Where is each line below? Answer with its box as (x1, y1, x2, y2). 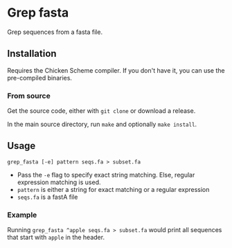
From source (7, 91, 51, 100)
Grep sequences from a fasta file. (7, 28, 102, 36)
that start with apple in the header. (7, 233, 105, 242)
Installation (7, 48, 57, 60)
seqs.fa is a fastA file (17, 193, 78, 201)
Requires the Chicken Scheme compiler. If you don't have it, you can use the (7, 66, 225, 74)
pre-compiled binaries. (7, 73, 73, 82)
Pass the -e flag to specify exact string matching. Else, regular (17, 170, 195, 179)
